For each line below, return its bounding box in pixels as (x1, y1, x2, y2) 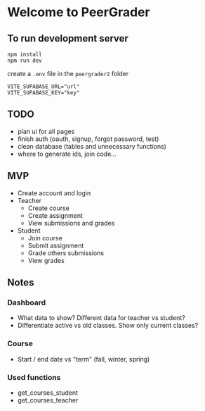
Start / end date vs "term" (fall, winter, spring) (17, 355, 150, 363)
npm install (7, 51, 42, 58)
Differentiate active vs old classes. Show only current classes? (17, 321, 199, 330)
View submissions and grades (27, 219, 115, 227)
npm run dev (7, 57, 42, 64)
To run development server (7, 32, 128, 44)
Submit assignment (27, 241, 84, 250)
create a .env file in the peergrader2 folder (7, 70, 128, 78)
